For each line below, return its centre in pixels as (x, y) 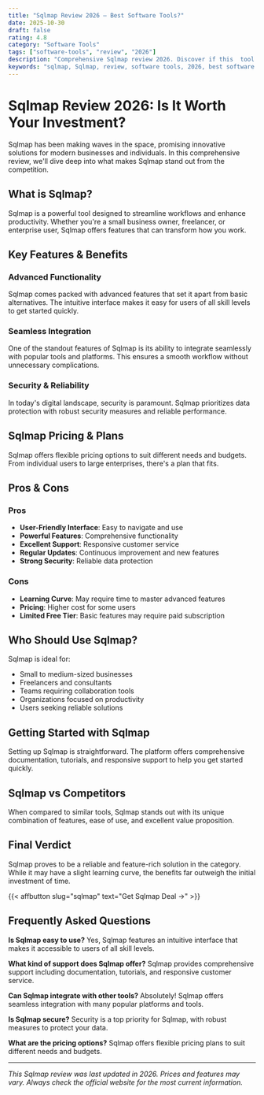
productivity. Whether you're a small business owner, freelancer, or (117, 221)
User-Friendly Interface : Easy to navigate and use (101, 528)
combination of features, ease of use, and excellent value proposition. (121, 821)
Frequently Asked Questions (80, 921)
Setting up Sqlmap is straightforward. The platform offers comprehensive (126, 752)
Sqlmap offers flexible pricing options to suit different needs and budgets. (128, 455)
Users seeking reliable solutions (71, 708)
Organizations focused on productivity (82, 700)
